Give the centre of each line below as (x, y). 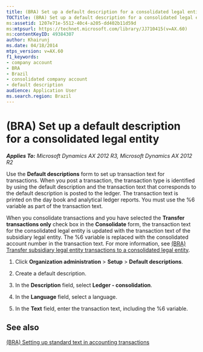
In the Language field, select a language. (66, 296)
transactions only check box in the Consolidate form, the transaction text (98, 224)
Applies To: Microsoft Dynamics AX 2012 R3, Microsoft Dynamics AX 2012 (99, 155)
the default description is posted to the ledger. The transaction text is (92, 193)
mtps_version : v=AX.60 (35, 51)
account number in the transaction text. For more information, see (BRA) (96, 243)
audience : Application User (42, 91)
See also (23, 328)
